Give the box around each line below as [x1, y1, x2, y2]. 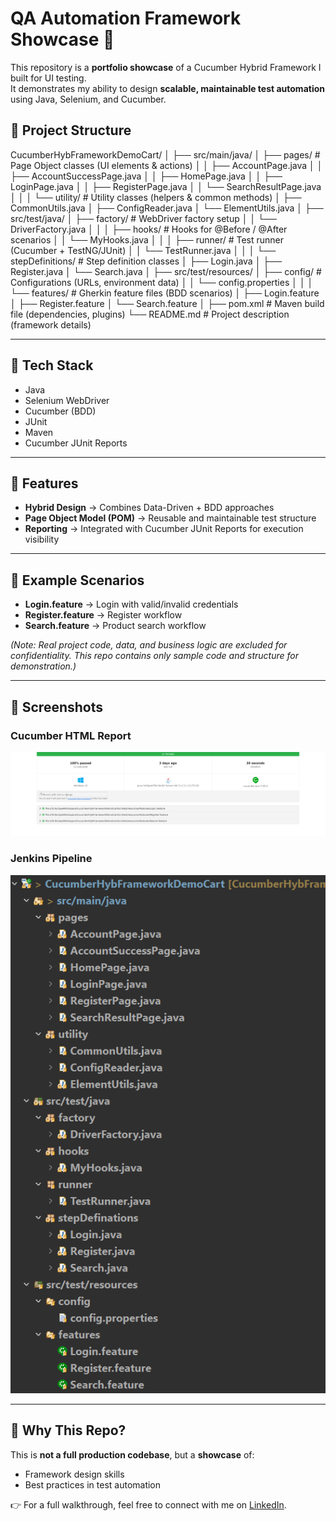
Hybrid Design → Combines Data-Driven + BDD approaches [24, 502, 275, 514]
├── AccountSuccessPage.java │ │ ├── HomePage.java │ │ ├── [10, 170, 283, 182]
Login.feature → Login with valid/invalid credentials [24, 598, 239, 611]
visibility [24, 533, 60, 546]
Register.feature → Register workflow [24, 609, 183, 621]
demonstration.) [10, 660, 77, 672]
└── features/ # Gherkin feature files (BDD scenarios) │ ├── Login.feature [10, 287, 320, 299]
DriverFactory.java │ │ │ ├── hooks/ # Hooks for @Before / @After [10, 223, 288, 235]
